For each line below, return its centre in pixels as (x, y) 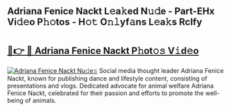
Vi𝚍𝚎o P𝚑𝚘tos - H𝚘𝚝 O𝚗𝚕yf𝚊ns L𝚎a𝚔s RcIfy (105, 22)
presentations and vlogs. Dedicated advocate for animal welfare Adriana (110, 86)
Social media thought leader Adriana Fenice (161, 71)
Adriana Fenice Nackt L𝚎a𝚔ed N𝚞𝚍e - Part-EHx (111, 11)
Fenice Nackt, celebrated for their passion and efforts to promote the (106, 93)
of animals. (41, 100)
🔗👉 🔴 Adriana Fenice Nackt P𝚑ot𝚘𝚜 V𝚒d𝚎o (103, 51)
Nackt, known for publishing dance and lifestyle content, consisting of (107, 78)
